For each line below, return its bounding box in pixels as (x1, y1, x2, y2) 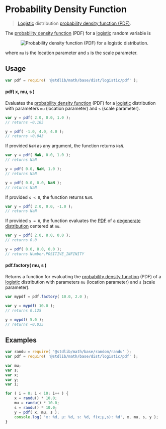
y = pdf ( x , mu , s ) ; (14, 410, 59, 415)
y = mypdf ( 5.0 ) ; (5, 317, 44, 322)
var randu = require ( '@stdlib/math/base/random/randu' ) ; (5, 349, 132, 355)
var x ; (5, 372, 19, 377)
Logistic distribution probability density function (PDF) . (17, 20, 131, 26)
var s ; (5, 368, 19, 373)
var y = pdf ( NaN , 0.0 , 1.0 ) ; (5, 153, 71, 158)
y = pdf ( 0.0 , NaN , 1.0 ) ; (5, 166, 62, 171)
